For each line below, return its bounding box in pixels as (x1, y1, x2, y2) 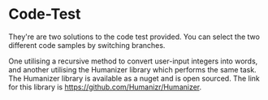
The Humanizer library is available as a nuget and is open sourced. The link (8, 73, 260, 83)
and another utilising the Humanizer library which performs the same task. (8, 64, 257, 74)
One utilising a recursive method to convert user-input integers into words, (8, 56, 258, 66)
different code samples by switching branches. (8, 40, 166, 50)
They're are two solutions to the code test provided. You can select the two (8, 32, 260, 41)
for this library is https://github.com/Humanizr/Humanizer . (8, 82, 202, 92)
